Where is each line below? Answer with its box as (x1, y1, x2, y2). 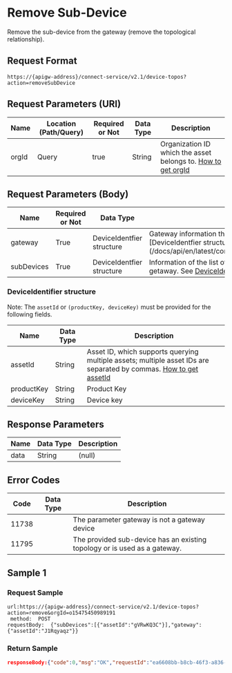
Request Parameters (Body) (7, 188, 129, 200)
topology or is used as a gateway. (72, 544, 182, 553)
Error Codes (7, 474, 60, 486)
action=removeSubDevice (7, 79, 76, 86)
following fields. (7, 310, 52, 319)
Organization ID (159, 139, 211, 149)
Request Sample (7, 587, 64, 597)
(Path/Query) (39, 127, 84, 137)
